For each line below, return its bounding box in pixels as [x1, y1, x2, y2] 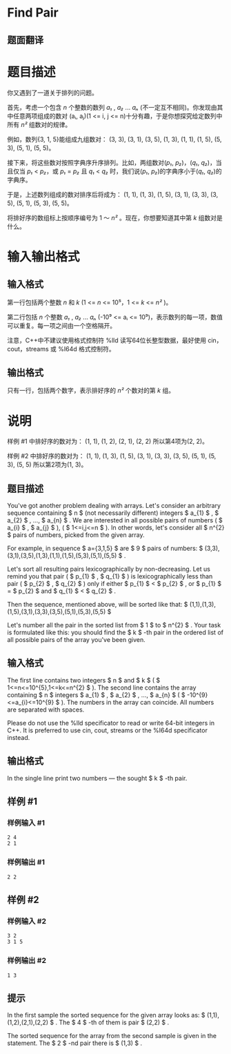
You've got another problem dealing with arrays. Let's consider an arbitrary [7, 502, 221, 510]
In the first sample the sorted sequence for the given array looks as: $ [7, 1011, 205, 1019]
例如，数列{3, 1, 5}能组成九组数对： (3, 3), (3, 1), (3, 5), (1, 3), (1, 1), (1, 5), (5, [7, 135, 222, 143]
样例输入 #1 [7, 818, 45, 828]
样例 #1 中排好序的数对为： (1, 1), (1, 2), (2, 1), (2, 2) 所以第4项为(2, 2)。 [7, 437, 209, 446]
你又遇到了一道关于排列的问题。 [7, 88, 98, 97]
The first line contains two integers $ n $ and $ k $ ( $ [7, 676, 161, 684]
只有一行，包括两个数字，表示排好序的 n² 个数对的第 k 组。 [7, 387, 174, 395]
